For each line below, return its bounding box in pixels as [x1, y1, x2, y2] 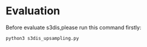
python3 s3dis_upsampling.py [5, 35, 79, 41]
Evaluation [5, 4, 60, 18]
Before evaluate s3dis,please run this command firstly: [5, 24, 142, 31]
